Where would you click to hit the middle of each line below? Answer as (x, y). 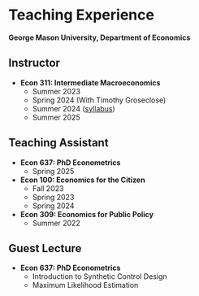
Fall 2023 (48, 188)
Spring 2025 (53, 171)
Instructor (35, 63)
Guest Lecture (45, 248)
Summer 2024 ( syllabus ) (74, 108)
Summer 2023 (56, 91)
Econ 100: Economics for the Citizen (82, 180)
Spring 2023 (53, 197)
